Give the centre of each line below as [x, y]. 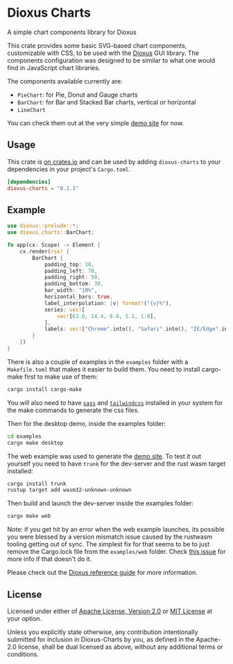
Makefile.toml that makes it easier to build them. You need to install [104, 369]
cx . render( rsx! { [45, 251]
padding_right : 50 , [72, 277]
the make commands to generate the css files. [74, 410]
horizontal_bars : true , [78, 297]
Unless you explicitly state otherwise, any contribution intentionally [103, 632]
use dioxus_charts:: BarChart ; [51, 232]
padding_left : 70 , [71, 271]
